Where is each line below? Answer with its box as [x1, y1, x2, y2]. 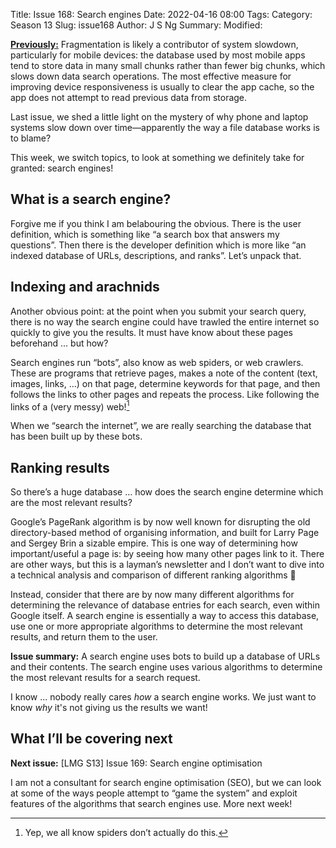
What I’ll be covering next [10, 730, 173, 748]
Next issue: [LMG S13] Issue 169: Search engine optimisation [10, 757, 263, 769]
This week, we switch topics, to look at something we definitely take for [10, 152, 305, 163]
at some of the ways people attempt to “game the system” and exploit [10, 787, 298, 799]
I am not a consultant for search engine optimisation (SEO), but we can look [10, 776, 322, 788]
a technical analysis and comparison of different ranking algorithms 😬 [10, 569, 297, 581]
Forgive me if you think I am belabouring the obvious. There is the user [10, 217, 302, 229]
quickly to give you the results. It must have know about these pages [10, 326, 293, 338]
